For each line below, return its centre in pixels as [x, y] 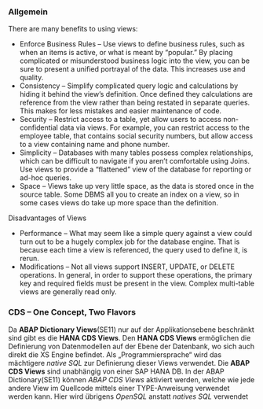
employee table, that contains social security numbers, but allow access [136, 136]
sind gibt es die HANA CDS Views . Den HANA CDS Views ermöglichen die [130, 337]
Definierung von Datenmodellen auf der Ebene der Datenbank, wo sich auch [131, 346]
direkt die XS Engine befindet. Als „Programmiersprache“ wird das [115, 354]
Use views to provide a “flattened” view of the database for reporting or [135, 169]
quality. [31, 78]
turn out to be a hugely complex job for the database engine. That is [130, 241]
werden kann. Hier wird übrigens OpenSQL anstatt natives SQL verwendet [128, 396]
